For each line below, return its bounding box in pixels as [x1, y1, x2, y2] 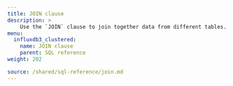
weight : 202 [7, 56, 42, 63]
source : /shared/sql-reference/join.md [7, 68, 124, 76]
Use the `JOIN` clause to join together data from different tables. [20, 23, 227, 30]
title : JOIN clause [7, 10, 64, 17]
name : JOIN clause [20, 43, 73, 50]
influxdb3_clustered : [13, 36, 77, 43]
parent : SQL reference [20, 50, 86, 57]
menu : [7, 29, 23, 37]
